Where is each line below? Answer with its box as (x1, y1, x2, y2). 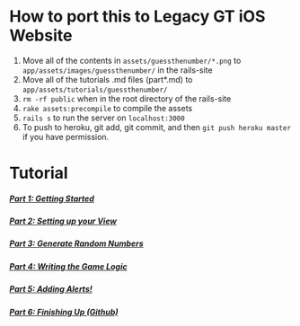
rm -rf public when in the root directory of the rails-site (22, 93, 232, 104)
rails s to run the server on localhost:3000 (22, 112, 186, 123)
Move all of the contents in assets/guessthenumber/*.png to (22, 55, 242, 66)
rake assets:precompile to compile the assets (22, 102, 193, 113)
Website (9, 25, 73, 46)
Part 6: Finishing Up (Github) (9, 306, 119, 317)
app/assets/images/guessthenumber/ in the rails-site (22, 65, 213, 75)
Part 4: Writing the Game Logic (9, 260, 128, 271)
